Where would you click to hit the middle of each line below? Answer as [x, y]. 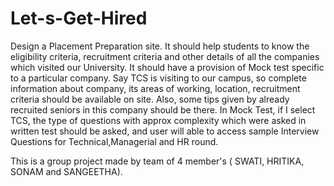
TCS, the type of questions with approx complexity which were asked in [158, 120]
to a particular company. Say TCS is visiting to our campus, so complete [158, 78]
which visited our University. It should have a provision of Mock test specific [167, 67]
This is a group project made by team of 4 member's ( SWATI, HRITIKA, [157, 161]
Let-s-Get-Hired [79, 18]
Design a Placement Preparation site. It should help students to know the [160, 46]
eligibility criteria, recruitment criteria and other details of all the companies [165, 56]
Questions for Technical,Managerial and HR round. [114, 141]
